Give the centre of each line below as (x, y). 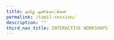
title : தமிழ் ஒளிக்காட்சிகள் (36, 11)
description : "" (26, 22)
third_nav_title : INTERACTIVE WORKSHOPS (57, 28)
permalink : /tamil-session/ (41, 17)
